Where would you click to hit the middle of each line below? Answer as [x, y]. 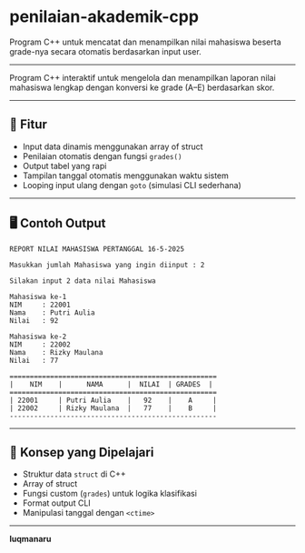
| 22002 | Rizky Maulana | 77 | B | [113, 408]
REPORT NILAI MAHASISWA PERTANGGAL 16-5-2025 [97, 249]
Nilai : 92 [34, 320]
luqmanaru [30, 539]
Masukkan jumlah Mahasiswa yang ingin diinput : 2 [107, 265]
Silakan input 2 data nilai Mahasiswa [83, 281]
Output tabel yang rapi [64, 166]
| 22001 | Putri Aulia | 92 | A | [113, 400]
